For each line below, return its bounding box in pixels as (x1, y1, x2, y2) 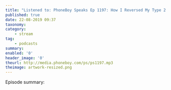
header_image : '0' (5, 55, 45, 61)
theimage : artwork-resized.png (5, 65, 72, 70)
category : (5, 27, 27, 32)
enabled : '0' (5, 50, 33, 56)
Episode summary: (5, 79, 45, 85)
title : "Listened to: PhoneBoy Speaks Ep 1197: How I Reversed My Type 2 (5, 7, 166, 13)
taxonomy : (5, 22, 27, 27)
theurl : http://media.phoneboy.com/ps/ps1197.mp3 (5, 60, 114, 65)
